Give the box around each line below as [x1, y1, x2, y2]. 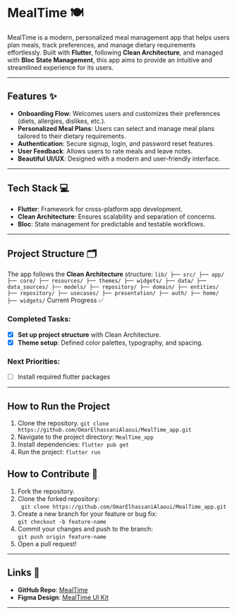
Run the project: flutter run [17, 447, 101, 456]
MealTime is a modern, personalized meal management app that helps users [7, 33, 230, 42]
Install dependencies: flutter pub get [17, 439, 129, 449]
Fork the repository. [17, 487, 75, 495]
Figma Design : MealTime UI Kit [17, 593, 109, 602]
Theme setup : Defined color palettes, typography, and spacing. [17, 338, 203, 347]
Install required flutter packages [17, 372, 111, 381]
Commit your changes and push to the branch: [17, 524, 153, 533]
